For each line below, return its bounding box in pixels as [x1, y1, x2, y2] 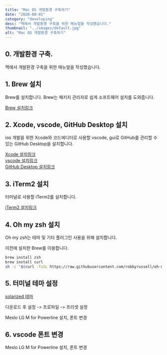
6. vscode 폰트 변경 [5, 330, 64, 339]
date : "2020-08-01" [5, 12, 46, 17]
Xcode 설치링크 [5, 151, 36, 157]
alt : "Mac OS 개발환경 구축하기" [5, 30, 66, 35]
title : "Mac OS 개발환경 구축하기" [5, 7, 71, 12]
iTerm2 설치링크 [5, 205, 37, 211]
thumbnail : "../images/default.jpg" [5, 26, 81, 31]
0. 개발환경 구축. [5, 50, 53, 59]
